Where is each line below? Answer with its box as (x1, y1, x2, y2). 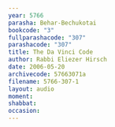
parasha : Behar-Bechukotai (8, 19, 97, 27)
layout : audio (8, 84, 55, 93)
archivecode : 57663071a (8, 70, 87, 78)
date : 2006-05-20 (8, 63, 65, 71)
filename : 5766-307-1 (8, 77, 80, 85)
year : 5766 (8, 11, 44, 20)
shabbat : (8, 99, 37, 107)
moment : (8, 92, 34, 100)
